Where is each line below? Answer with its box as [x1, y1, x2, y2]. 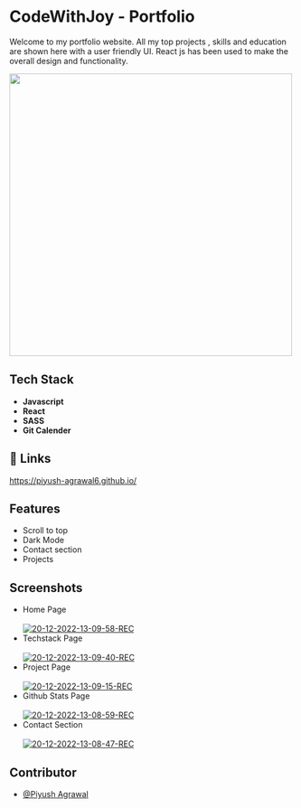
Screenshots [9, 580, 83, 596]
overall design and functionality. [9, 55, 128, 66]
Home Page [22, 604, 67, 615]
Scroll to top [22, 525, 69, 536]
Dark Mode [22, 535, 65, 546]
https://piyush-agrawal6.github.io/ [9, 474, 137, 485]
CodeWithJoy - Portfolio [9, 6, 195, 27]
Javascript [22, 396, 64, 407]
